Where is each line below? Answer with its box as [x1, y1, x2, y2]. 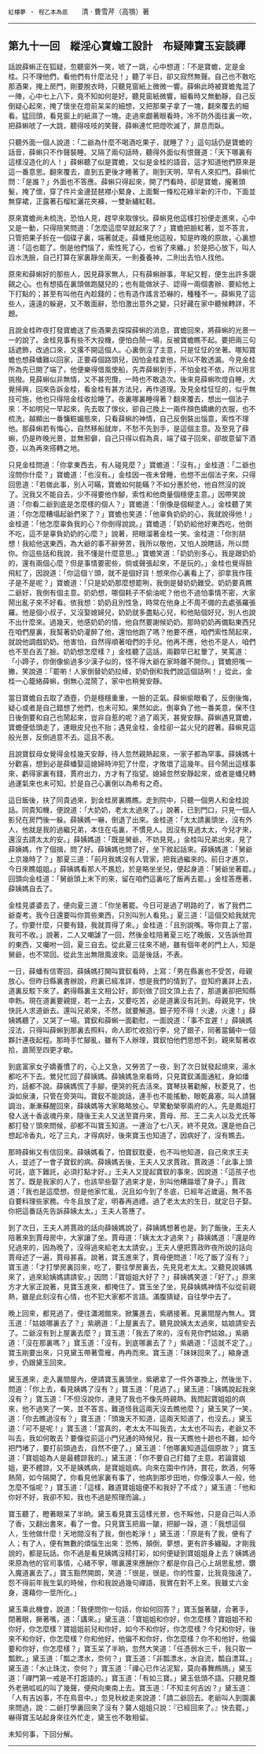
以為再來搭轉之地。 [21, 443, 84, 452]
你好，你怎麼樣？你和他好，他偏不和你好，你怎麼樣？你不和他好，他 [28, 1634, 249, 1643]
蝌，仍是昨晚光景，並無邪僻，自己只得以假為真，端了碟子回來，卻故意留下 [8, 433, 249, 443]
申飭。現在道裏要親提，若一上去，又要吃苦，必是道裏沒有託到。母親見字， [8, 996, 249, 1005]
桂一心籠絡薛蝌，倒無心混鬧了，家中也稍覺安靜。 [8, 676, 167, 686]
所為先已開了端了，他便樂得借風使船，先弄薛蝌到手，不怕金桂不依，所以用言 [8, 364, 256, 374]
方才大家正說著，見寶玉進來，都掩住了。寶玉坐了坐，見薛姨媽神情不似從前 [8, 1281, 249, 1292]
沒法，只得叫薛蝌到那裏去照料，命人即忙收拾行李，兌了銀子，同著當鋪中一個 [8, 1025, 256, 1034]
